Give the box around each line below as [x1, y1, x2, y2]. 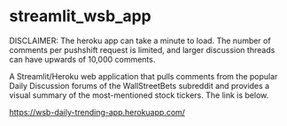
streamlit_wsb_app [9, 6, 152, 26]
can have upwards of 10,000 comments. [9, 54, 156, 64]
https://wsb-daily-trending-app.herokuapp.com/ [9, 107, 186, 117]
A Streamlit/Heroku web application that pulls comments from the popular [9, 70, 278, 81]
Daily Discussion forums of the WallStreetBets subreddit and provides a [9, 80, 270, 91]
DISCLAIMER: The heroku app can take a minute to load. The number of [9, 35, 272, 46]
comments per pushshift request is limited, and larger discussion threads [9, 44, 275, 55]
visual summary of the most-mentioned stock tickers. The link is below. [9, 90, 269, 100]
